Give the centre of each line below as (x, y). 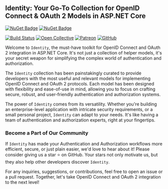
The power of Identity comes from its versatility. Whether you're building (81, 104)
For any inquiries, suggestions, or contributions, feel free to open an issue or (84, 171)
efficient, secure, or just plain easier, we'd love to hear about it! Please (77, 149)
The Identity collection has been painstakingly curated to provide (73, 73)
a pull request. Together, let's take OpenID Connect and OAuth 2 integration (83, 177)
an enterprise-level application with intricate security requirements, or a (79, 109)
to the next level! (22, 182)
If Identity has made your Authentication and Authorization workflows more (84, 144)
